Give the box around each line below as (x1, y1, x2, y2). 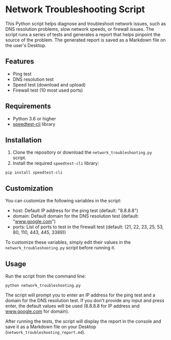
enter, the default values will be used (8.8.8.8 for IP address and (5, 303, 140, 309)
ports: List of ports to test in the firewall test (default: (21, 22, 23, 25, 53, (12, 224, 164, 230)
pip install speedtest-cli (5, 170, 63, 175)
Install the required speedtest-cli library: (12, 160, 100, 166)
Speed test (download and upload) (12, 81, 86, 88)
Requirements (5, 102, 51, 111)
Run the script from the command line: (5, 273, 86, 279)
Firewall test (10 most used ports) (12, 87, 83, 93)
